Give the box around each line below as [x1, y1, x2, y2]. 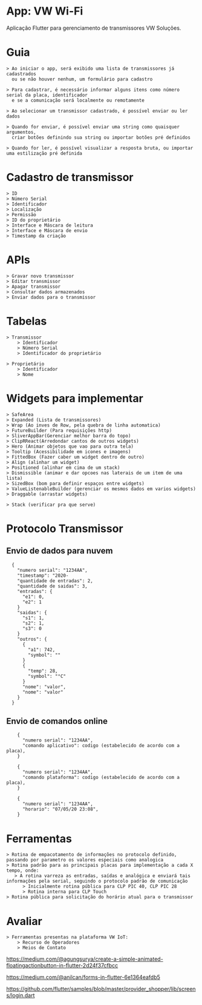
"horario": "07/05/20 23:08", [22, 806, 99, 812]
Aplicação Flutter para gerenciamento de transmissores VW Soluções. [6, 24, 181, 32]
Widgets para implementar [6, 391, 143, 405]
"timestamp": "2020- [17, 572, 69, 579]
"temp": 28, [28, 668, 59, 674]
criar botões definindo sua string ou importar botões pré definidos [11, 134, 191, 141]
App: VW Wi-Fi [6, 4, 83, 18]
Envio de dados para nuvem [6, 546, 113, 556]
